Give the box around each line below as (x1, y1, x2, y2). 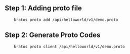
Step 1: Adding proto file (5, 4, 82, 12)
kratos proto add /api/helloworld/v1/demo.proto (14, 17, 118, 22)
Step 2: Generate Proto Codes (5, 31, 101, 39)
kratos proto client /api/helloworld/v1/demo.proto (14, 44, 125, 49)
